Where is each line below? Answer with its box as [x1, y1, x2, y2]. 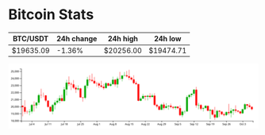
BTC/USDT [13, 34, 49, 44]
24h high [107, 34, 139, 44]
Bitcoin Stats [8, 6, 94, 24]
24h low [153, 34, 182, 44]
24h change [56, 34, 98, 44]
